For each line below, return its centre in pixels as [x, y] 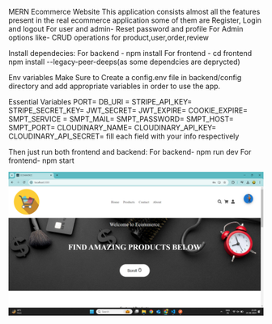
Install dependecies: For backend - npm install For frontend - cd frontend [130, 53]
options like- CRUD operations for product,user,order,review [108, 37]
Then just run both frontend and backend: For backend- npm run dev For [130, 152]
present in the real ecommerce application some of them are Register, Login [135, 20]
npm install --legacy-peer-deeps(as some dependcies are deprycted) [124, 62]
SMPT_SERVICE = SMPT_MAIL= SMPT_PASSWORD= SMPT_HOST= [121, 119]
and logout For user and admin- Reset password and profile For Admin [126, 29]
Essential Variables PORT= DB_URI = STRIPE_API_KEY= [100, 102]
